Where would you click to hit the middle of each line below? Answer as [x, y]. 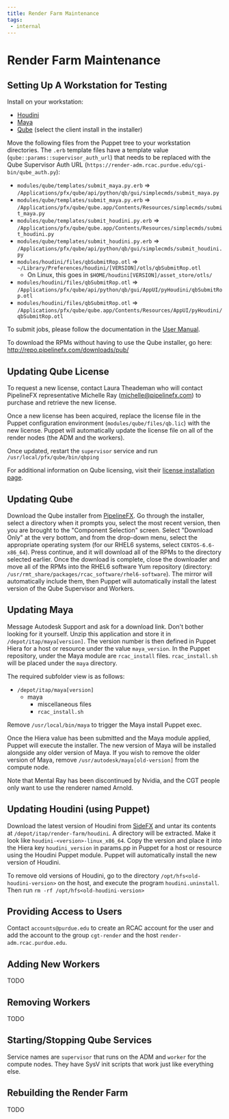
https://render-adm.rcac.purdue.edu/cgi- [146, 165]
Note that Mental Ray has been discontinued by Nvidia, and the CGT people [113, 780]
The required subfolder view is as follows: [66, 676]
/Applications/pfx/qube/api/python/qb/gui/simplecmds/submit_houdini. [120, 249]
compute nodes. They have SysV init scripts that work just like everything [110, 1064]
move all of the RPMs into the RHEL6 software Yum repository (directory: [110, 567]
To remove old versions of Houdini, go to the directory [83, 876]
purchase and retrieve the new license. [62, 402]
